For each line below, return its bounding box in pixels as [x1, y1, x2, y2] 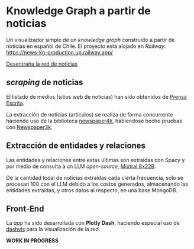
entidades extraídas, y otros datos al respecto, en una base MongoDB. [6, 186, 178, 193]
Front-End [6, 203, 44, 214]
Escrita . [6, 99, 25, 106]
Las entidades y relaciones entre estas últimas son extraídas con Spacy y [6, 156, 185, 163]
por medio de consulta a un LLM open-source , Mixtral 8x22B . [6, 163, 157, 170]
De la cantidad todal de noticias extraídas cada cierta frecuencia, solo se [6, 174, 183, 181]
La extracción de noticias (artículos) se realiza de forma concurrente [6, 111, 173, 118]
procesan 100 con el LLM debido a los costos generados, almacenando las [6, 180, 189, 187]
